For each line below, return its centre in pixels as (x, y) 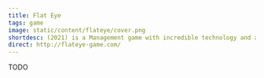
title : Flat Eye (35, 15)
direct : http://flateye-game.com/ (65, 45)
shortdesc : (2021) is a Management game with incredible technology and (130, 37)
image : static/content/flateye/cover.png (77, 30)
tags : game (26, 23)
